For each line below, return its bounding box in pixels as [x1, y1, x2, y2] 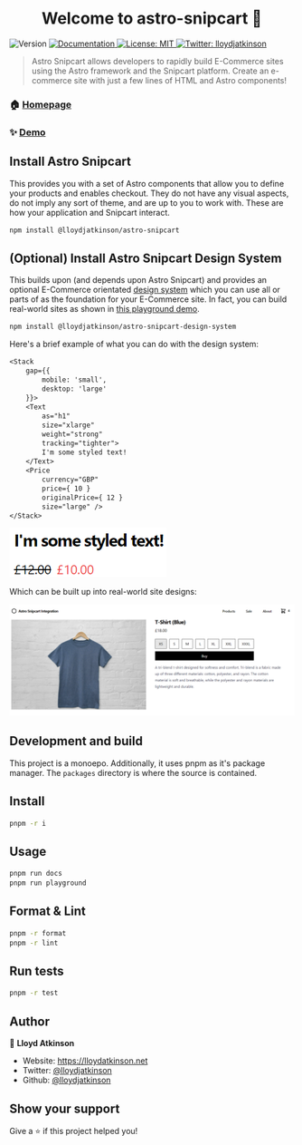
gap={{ [25, 366, 51, 375]
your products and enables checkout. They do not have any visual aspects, [9, 188, 289, 199]
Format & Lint [9, 904, 86, 919]
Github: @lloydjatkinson [22, 1074, 111, 1086]
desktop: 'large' [42, 384, 107, 393]
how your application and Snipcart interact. [9, 207, 170, 218]
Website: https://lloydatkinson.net [22, 1055, 148, 1066]
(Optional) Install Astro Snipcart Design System [9, 250, 282, 266]
